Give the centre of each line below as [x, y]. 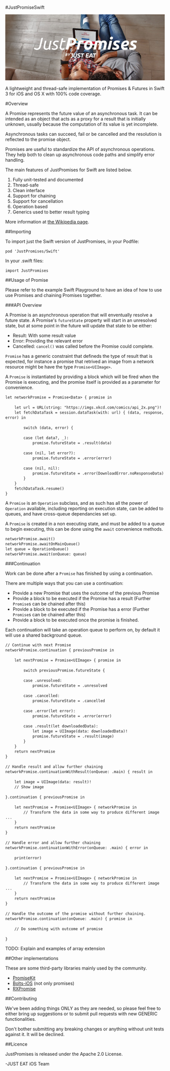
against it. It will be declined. [35, 1034]
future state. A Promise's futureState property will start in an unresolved [81, 320]
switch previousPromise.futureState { [64, 670]
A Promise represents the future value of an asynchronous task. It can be [81, 113]
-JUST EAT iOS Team [27, 1063]
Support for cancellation [38, 201]
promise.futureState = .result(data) [72, 443]
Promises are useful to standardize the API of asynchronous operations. [80, 149]
